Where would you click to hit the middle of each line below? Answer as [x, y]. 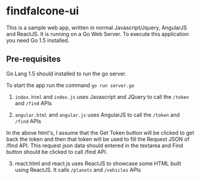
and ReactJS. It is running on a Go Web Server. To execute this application [98, 34]
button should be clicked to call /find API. [57, 151]
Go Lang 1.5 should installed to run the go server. [67, 74]
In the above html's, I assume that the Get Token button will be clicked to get [100, 132]
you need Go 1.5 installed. [38, 40]
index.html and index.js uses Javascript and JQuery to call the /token [102, 96]
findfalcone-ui [43, 11]
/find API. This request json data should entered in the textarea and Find [95, 145]
